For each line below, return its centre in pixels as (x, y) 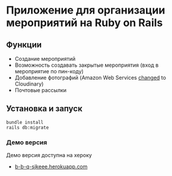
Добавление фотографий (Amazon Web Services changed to (90, 78)
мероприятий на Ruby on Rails (85, 23)
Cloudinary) (29, 84)
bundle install (25, 122)
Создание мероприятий (45, 59)
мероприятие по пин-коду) (49, 71)
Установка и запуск (44, 109)
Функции (24, 45)
